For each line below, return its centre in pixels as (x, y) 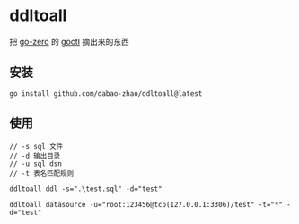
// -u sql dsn (36, 164)
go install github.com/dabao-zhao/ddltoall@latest (106, 94)
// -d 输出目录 (35, 156)
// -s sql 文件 (36, 146)
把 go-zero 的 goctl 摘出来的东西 (70, 41)
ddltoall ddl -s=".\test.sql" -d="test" (86, 189)
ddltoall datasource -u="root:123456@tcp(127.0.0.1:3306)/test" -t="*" (146, 204)
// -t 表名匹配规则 (42, 173)
